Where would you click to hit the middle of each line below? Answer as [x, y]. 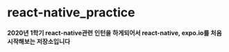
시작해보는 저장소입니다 [39, 41]
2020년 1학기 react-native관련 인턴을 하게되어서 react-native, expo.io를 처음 [114, 33]
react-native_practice [71, 13]
